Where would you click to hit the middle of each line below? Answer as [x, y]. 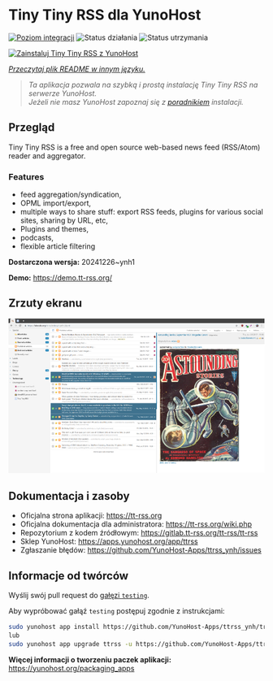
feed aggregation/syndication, [71, 195]
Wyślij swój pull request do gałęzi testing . [79, 596]
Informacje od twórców [68, 576]
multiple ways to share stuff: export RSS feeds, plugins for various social [142, 212]
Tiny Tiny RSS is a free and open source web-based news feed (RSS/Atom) [134, 147]
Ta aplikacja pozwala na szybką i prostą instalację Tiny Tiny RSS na [143, 85]
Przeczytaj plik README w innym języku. [77, 69]
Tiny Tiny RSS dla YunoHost [105, 15]
